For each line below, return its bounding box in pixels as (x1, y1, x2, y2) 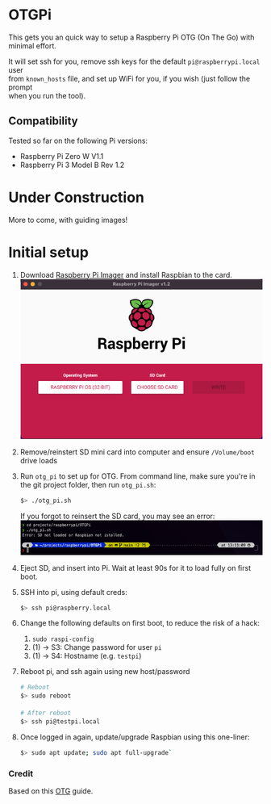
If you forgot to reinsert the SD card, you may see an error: (19, 511, 215, 521)
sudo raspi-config (31, 635, 94, 643)
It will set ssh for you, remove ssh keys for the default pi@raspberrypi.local (8, 57, 261, 66)
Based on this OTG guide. (8, 785, 94, 796)
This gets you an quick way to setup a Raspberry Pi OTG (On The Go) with (8, 32, 255, 42)
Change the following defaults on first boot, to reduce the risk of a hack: (19, 618, 261, 628)
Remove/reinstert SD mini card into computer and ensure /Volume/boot (19, 446, 256, 457)
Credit (8, 768, 34, 779)
